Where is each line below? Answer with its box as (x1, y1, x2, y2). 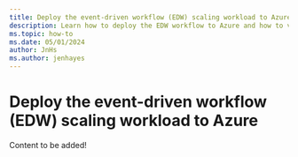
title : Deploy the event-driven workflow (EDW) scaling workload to (9, 12, 268, 22)
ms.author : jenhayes (9, 54, 86, 63)
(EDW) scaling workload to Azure (9, 111, 259, 131)
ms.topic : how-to (9, 29, 74, 38)
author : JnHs (9, 46, 58, 55)
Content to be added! (9, 139, 87, 150)
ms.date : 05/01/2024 (9, 37, 86, 47)
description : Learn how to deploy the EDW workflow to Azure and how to (9, 21, 284, 30)
